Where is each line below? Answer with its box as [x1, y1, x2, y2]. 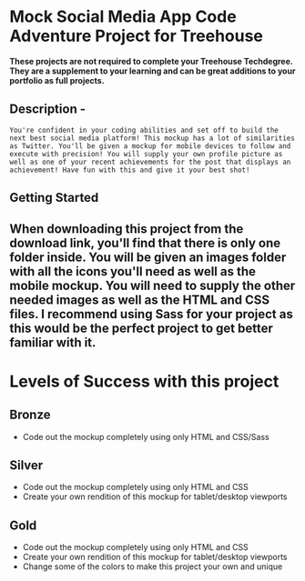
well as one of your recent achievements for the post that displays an [9, 157, 291, 166]
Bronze [9, 407, 52, 423]
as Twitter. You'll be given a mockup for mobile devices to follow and [9, 141, 291, 151]
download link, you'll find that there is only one [9, 235, 280, 251]
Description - [9, 102, 86, 117]
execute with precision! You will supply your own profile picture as [9, 149, 283, 158]
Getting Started [9, 190, 99, 205]
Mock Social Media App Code [9, 6, 237, 27]
